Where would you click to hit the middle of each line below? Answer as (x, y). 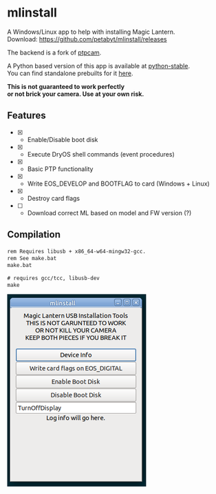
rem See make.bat (32, 258)
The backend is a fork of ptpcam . (54, 52)
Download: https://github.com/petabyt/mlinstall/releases (87, 39)
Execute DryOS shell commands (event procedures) (101, 154)
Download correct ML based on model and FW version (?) (109, 213)
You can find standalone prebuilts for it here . (70, 73)
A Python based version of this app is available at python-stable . (99, 66)
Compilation (34, 235)
